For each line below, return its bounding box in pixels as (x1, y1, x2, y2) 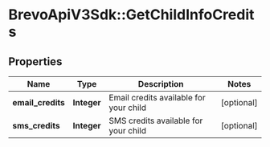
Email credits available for (108, 92, 207, 103)
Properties (8, 55, 63, 68)
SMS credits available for (108, 115, 203, 126)
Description (137, 79, 184, 89)
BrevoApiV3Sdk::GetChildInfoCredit (8, 6, 255, 24)
